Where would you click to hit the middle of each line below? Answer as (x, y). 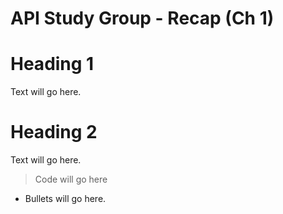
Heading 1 (52, 64)
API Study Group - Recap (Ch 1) (142, 18)
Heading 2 (54, 132)
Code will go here (71, 179)
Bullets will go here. (65, 199)
